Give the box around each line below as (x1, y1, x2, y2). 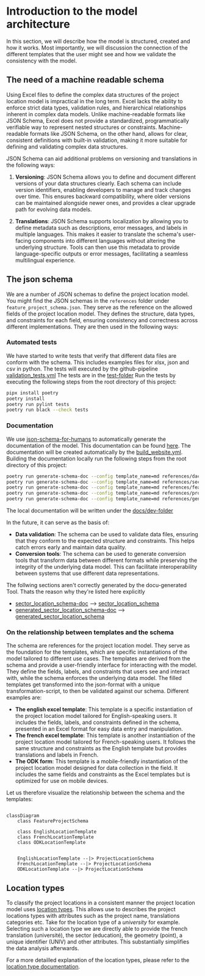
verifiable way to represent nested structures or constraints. (6, 124, 157, 131)
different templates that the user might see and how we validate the (6, 50, 176, 57)
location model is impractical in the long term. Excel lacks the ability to (6, 97, 183, 105)
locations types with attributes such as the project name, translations (6, 912, 180, 920)
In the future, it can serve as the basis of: (6, 519, 110, 527)
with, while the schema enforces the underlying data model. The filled (6, 675, 182, 682)
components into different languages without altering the (32, 237, 176, 244)
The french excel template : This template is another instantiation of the (15, 732, 196, 739)
